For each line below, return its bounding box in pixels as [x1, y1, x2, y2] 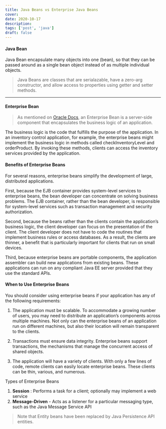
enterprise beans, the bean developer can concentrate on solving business [5, 193, 158, 199]
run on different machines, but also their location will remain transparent [12, 323, 160, 329]
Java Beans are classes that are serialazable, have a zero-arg [17, 77, 143, 83]
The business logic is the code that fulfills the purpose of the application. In [5, 129, 159, 135]
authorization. [5, 209, 34, 215]
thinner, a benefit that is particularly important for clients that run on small [5, 239, 155, 245]
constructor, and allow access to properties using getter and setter [17, 82, 153, 88]
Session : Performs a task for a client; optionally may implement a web [12, 388, 157, 394]
